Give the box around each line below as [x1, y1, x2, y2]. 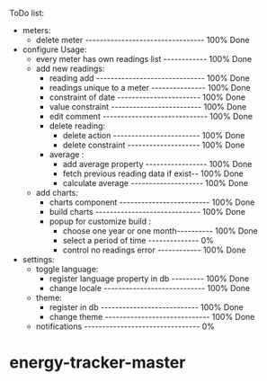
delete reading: [49, 120, 106, 131]
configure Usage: [22, 44, 87, 55]
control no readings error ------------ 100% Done [62, 244, 246, 255]
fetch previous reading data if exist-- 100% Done [62, 168, 245, 179]
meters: [22, 25, 51, 35]
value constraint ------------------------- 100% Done [49, 102, 247, 111]
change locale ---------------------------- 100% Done [49, 283, 250, 293]
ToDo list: [9, 8, 45, 18]
